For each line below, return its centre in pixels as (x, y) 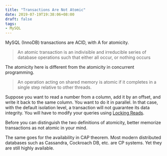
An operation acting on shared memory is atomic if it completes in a (87, 82)
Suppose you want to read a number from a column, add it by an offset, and (83, 97)
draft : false (19, 19)
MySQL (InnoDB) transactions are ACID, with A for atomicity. (67, 42)
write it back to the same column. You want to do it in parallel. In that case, (82, 102)
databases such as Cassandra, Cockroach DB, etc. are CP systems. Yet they (83, 143)
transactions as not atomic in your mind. (46, 128)
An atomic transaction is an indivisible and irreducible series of (82, 52)
